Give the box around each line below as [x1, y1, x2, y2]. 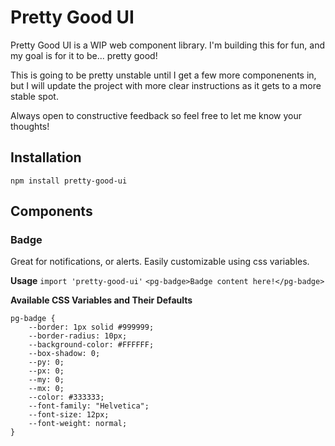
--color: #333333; [28, 392, 105, 403]
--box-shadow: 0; [28, 349, 101, 359]
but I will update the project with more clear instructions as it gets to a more [10, 79, 322, 91]
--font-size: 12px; [28, 410, 110, 420]
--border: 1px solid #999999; [28, 322, 155, 333]
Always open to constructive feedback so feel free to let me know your [10, 109, 303, 121]
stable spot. [10, 90, 59, 102]
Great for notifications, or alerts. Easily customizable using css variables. [10, 256, 310, 268]
